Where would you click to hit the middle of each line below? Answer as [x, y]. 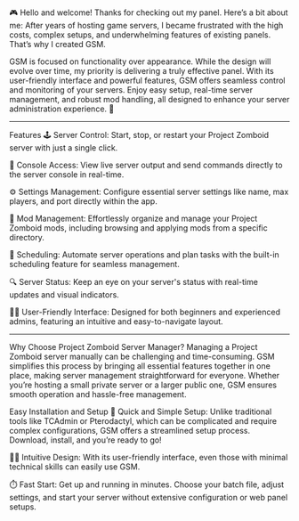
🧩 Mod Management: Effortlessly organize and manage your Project [133, 218]
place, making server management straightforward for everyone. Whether [145, 375]
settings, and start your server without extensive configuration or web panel [149, 497]
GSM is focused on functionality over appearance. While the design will [140, 61]
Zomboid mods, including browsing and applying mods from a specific [139, 228]
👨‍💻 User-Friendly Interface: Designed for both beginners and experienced [145, 312]
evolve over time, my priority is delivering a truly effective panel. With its [141, 71]
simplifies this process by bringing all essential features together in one [140, 366]
